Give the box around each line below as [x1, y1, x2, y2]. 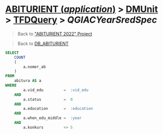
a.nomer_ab [23, 64, 46, 69]
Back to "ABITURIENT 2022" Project [17, 31, 92, 37]
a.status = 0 [23, 97, 73, 102]
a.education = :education [23, 106, 93, 111]
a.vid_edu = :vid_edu [23, 87, 89, 92]
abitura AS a [14, 78, 42, 83]
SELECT [5, 50, 19, 55]
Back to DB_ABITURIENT [17, 40, 69, 46]
